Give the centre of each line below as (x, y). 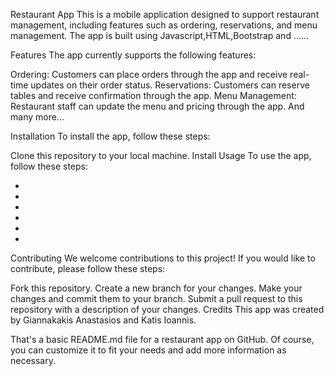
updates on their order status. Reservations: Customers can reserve (170, 85)
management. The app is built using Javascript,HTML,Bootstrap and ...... (160, 35)
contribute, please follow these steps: (88, 268)
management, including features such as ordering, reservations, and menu (164, 25)
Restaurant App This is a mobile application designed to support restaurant (165, 14)
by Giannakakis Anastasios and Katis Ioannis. (103, 320)
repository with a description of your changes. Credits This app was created (167, 309)
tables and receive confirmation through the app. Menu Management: (153, 95)
